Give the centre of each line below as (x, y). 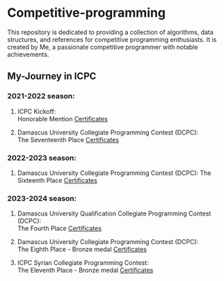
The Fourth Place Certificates (59, 229)
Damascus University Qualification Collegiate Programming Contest (114, 213)
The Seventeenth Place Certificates (68, 139)
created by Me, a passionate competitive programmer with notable (103, 47)
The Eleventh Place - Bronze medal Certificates (85, 271)
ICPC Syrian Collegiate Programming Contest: (83, 263)
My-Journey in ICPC (52, 76)
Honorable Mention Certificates (62, 119)
